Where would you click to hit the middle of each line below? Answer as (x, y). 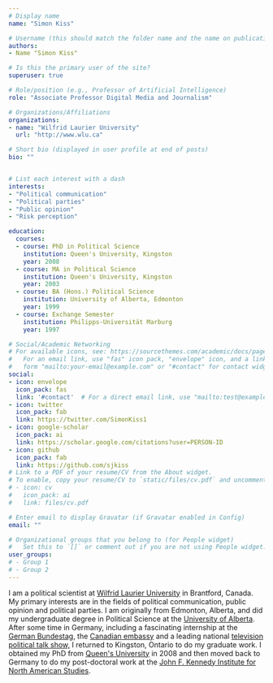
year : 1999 (41, 307)
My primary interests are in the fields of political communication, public (127, 601)
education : (27, 231)
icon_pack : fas (41, 389)
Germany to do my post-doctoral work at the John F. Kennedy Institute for (132, 662)
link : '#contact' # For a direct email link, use (103, 397)
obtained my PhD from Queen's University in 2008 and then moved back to (134, 653)
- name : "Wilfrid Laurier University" (74, 128)
